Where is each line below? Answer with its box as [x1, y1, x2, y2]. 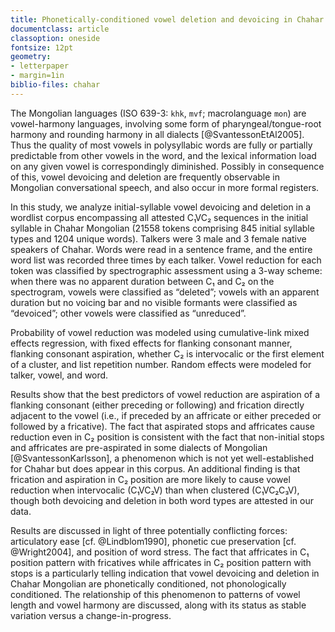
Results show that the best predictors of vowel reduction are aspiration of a [10, 388, 321, 400]
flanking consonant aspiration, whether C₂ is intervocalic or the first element [10, 347, 325, 360]
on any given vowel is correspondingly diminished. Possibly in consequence [10, 160, 325, 172]
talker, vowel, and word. [10, 369, 109, 381]
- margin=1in [10, 71, 65, 81]
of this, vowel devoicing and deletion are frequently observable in [10, 171, 280, 183]
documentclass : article [10, 24, 110, 34]
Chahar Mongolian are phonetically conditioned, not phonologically [10, 577, 287, 590]
